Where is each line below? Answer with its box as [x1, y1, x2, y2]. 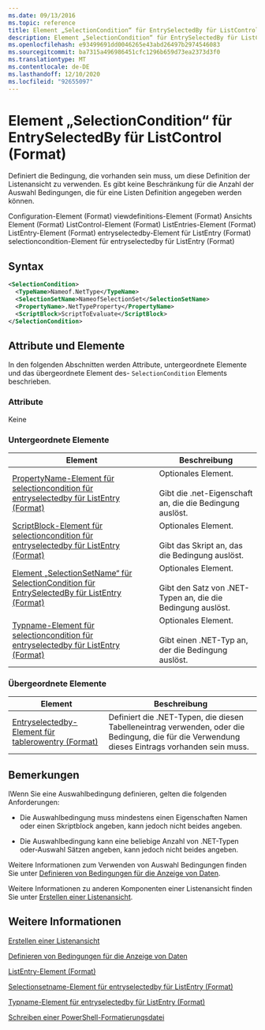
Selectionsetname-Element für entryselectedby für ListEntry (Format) [8, 982, 234, 991]
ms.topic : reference [8, 19, 77, 27]
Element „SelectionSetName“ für [12, 567, 132, 579]
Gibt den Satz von [159, 582, 226, 593]
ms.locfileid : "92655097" [8, 77, 93, 85]
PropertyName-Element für [12, 473, 114, 484]
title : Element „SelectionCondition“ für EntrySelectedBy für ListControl [8, 26, 259, 34]
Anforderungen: [8, 798, 60, 807]
